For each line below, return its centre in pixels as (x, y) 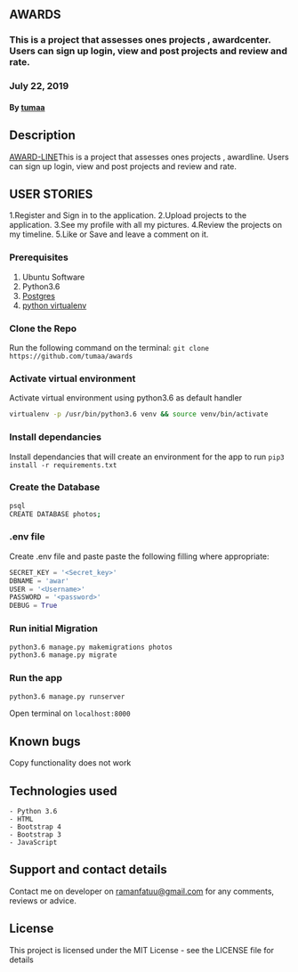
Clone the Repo (43, 328)
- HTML (21, 819)
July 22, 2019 (39, 86)
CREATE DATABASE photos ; (55, 514)
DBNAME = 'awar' (39, 581)
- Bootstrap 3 (36, 835)
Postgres (39, 296)
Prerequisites (39, 257)
